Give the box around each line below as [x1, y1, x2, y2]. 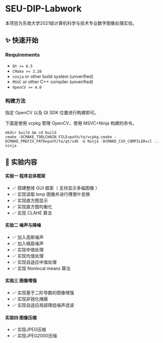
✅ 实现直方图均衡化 [12, 203, 53, 209]
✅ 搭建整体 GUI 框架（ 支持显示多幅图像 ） [12, 185, 100, 191]
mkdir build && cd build [5, 130, 57, 135]
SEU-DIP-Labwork [5, 3, 82, 14]
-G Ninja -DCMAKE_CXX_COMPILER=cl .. [81, 139, 159, 144]
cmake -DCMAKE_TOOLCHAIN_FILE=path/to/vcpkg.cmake [5, 134, 112, 140]
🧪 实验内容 [5, 158, 37, 167]
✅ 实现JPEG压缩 [12, 327, 46, 333]
